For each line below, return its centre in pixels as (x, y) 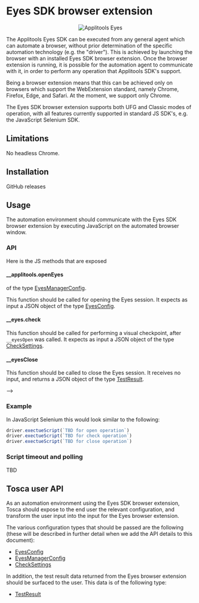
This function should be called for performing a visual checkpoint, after (94, 333)
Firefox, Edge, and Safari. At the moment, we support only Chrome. (89, 95)
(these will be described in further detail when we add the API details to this (99, 534)
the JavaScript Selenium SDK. (43, 120)
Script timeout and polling (45, 457)
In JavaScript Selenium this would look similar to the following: (83, 419)
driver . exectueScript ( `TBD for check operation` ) (69, 436)
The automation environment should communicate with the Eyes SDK (91, 219)
